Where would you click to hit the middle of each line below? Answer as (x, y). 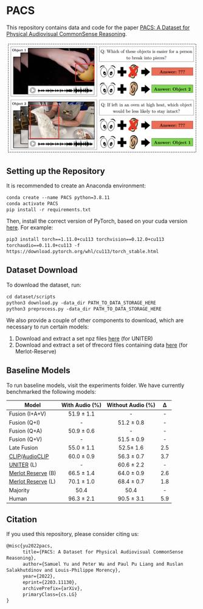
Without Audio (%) (131, 405)
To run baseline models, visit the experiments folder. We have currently (95, 385)
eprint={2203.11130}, (50, 583)
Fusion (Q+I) (25, 422)
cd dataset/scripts (31, 297)
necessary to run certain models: (48, 327)
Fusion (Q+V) (26, 439)
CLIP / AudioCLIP (29, 456)
